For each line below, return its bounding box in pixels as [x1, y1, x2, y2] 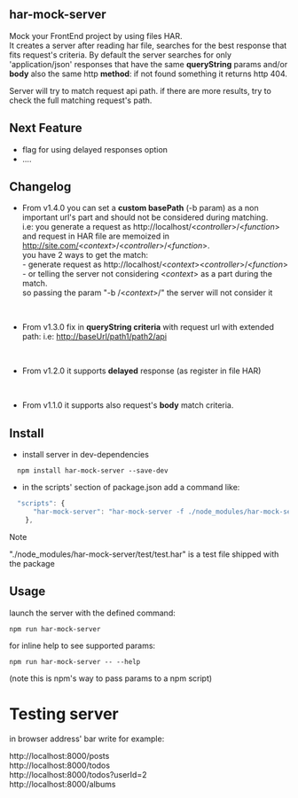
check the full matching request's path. [9, 95, 153, 106]
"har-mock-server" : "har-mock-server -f [32, 507, 184, 517]
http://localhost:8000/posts [9, 750, 110, 761]
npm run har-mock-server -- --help [9, 657, 141, 666]
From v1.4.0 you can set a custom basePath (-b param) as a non [21, 203, 259, 214]
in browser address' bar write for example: [9, 733, 165, 744]
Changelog [9, 179, 72, 194]
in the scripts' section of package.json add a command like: [21, 482, 240, 493]
